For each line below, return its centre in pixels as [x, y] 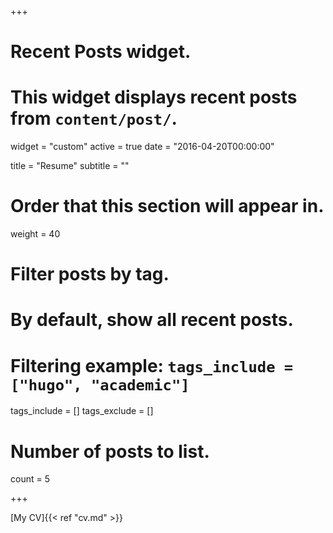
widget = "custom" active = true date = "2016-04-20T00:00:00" [142, 147]
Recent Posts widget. [101, 52]
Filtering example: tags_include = [152, 365]
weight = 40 [35, 234]
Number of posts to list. [110, 451]
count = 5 [30, 479]
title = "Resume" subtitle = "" [70, 166]
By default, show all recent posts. [152, 320]
